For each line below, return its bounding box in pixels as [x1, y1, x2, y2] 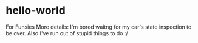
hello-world [5, 4, 66, 17]
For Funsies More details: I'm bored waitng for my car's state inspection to [5, 23, 192, 30]
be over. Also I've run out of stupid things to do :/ [5, 29, 128, 36]
